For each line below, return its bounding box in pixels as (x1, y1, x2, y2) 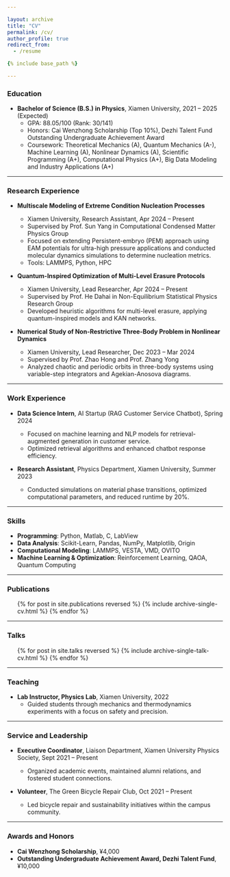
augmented (27, 436, 60, 445)
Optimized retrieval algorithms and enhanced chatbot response (27, 444, 206, 452)
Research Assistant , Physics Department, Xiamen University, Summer (16, 465, 216, 473)
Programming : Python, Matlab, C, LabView (16, 532, 138, 540)
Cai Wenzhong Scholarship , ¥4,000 (16, 847, 120, 855)
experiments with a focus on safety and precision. (27, 707, 169, 715)
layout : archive (7, 16, 53, 23)
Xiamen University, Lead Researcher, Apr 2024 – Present (27, 285, 188, 293)
